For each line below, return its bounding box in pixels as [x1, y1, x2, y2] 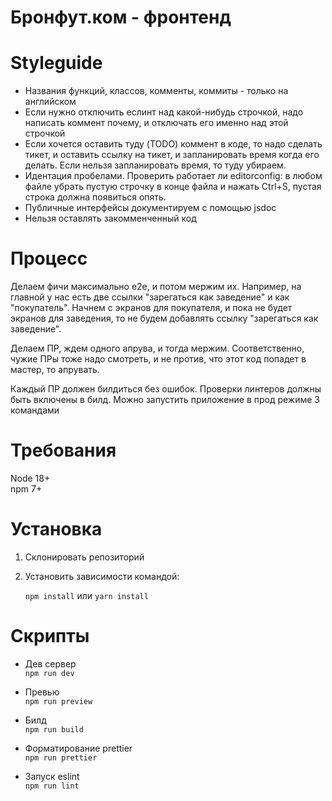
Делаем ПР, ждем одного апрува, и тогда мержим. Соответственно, [10, 342, 305, 355]
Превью [24, 686, 60, 698]
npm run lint [24, 781, 80, 791]
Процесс [10, 247, 88, 270]
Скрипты [10, 625, 90, 648]
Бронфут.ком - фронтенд [10, 6, 232, 29]
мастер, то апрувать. [10, 364, 100, 376]
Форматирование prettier [24, 742, 133, 754]
